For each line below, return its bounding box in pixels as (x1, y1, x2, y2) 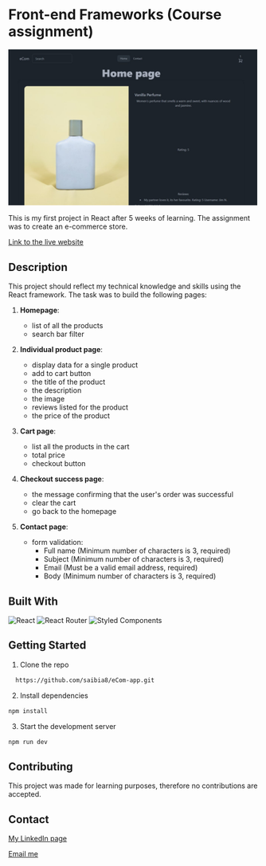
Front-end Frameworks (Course (8, 6, 222, 24)
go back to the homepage (31, 507, 117, 516)
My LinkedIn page (8, 834, 68, 844)
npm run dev (8, 738, 48, 746)
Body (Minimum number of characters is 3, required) (43, 571, 217, 581)
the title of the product (31, 377, 106, 387)
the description (31, 386, 82, 395)
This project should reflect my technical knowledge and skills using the (8, 281, 241, 292)
